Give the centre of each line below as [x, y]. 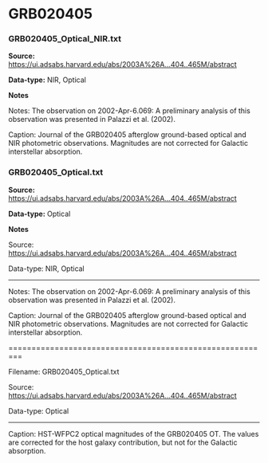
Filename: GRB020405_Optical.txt [64, 371]
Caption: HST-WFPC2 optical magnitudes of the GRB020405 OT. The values [134, 434]
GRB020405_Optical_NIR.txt [65, 39]
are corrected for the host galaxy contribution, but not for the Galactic [123, 442]
